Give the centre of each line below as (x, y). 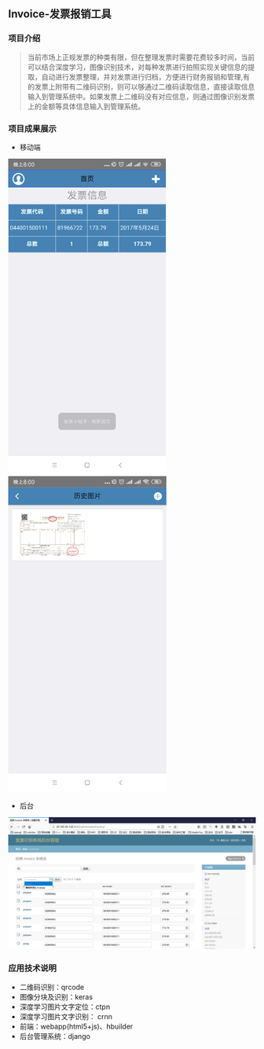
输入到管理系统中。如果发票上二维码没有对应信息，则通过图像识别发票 (141, 96)
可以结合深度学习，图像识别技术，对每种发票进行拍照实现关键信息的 (137, 67)
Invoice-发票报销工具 (60, 14)
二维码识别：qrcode (52, 987)
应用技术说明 (33, 968)
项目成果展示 (33, 128)
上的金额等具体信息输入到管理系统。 (86, 106)
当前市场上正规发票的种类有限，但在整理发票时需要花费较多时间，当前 (141, 57)
